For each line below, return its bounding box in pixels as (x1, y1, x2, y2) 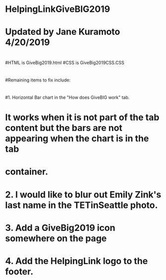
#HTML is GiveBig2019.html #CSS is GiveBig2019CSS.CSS (5, 60, 125, 66)
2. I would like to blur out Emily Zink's (5, 189, 162, 200)
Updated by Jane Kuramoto (5, 26, 120, 38)
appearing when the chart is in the (5, 133, 149, 144)
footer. (5, 266, 34, 277)
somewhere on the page (5, 232, 107, 244)
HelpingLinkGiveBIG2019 (5, 3, 111, 15)
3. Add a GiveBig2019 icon (5, 222, 115, 233)
